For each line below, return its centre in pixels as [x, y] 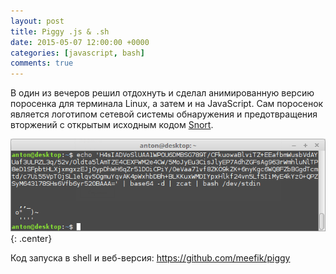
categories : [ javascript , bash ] [77, 53]
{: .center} [31, 238]
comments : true [42, 63]
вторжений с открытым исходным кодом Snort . [112, 125]
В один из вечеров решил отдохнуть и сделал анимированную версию [162, 93]
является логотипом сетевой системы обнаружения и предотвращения [164, 114]
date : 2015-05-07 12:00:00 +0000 [80, 42]
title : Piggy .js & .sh [60, 31]
